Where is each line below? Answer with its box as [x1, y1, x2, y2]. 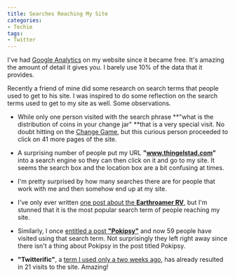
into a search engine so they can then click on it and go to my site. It [17, 156, 215, 165]
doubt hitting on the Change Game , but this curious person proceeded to [17, 128, 229, 136]
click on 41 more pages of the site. [17, 135, 117, 144]
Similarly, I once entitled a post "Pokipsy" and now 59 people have [17, 227, 212, 235]
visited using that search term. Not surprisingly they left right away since [17, 234, 228, 243]
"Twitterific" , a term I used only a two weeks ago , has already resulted [17, 256, 224, 264]
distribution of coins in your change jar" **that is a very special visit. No [17, 120, 225, 128]
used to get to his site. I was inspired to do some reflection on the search [7, 92, 218, 100]
